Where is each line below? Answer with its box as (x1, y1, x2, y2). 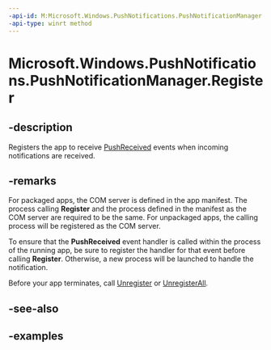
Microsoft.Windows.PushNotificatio (8, 54, 256, 73)
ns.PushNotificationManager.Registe (8, 71, 264, 90)
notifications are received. (8, 150, 95, 160)
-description (8, 120, 73, 134)
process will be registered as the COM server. (8, 221, 161, 231)
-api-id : (8, 11, 38, 20)
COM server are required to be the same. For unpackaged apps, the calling (8, 213, 259, 222)
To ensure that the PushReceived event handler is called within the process (8, 237, 261, 247)
